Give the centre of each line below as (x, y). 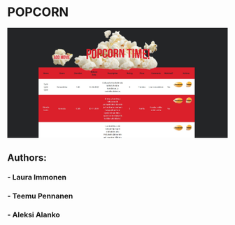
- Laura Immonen (37, 177)
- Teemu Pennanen (40, 196)
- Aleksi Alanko (34, 215)
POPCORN (38, 12)
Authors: (27, 158)
